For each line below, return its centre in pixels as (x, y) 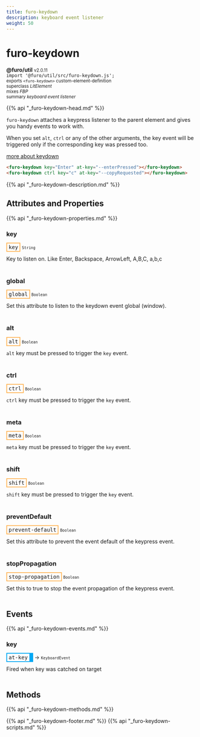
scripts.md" (21, 727)
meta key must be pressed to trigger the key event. (69, 447)
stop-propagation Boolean (44, 577)
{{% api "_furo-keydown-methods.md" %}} (60, 709)
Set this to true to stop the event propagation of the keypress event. (91, 589)
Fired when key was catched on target (54, 669)
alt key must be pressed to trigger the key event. (67, 353)
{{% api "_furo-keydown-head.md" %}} (55, 108)
